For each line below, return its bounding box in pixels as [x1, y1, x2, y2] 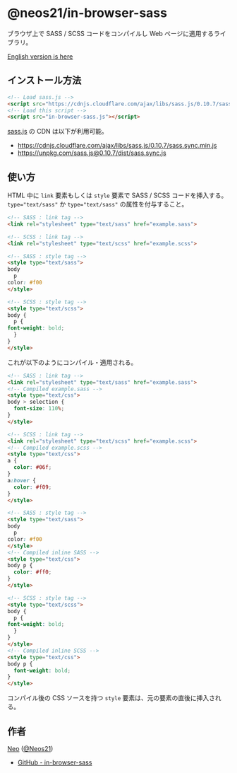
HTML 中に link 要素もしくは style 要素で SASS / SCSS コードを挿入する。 [7, 191, 228, 199]
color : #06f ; [13, 464, 52, 471]
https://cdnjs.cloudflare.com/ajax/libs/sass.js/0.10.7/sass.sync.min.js [17, 141, 217, 150]
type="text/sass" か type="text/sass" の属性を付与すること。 [7, 200, 188, 209]
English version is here [7, 52, 73, 61]
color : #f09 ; [13, 483, 52, 491]
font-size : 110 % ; [13, 405, 65, 412]
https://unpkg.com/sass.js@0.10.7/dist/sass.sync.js [17, 149, 167, 157]
